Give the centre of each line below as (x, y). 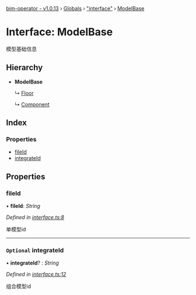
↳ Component (32, 104)
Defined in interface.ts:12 (36, 275)
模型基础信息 (21, 48)
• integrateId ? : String (33, 263)
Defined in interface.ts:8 (35, 217)
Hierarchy (24, 67)
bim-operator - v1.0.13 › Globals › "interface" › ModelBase (75, 8)
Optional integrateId (35, 251)
